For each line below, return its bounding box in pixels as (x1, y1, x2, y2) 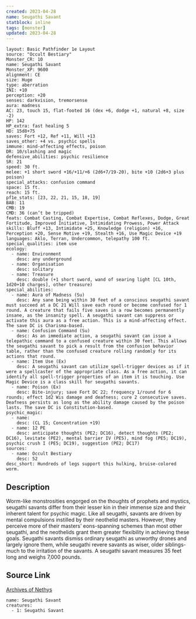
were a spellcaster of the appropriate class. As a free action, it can (6, 369, 187, 375)
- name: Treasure (11, 271, 54, 278)
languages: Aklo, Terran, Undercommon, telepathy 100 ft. (6, 236, 150, 242)
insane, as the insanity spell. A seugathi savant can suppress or (6, 312, 174, 319)
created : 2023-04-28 (6, 8, 57, 15)
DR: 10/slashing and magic (6, 149, 72, 155)
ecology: (6, 246, 27, 252)
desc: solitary (16, 267, 54, 273)
